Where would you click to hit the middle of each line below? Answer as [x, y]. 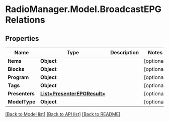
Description [125, 52]
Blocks [16, 69]
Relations [25, 20]
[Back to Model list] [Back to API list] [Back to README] [63, 114]
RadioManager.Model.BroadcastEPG [83, 9]
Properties [22, 38]
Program [18, 77]
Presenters [21, 94]
